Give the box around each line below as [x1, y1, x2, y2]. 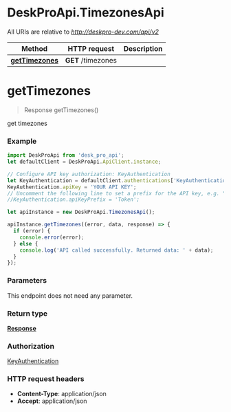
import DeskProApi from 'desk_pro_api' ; [7, 152, 125, 159]
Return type [7, 308, 48, 318]
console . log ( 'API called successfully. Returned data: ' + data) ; [19, 246, 214, 254]
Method [21, 43, 48, 53]
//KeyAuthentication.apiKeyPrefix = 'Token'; [7, 196, 140, 204]
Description [123, 43, 163, 53]
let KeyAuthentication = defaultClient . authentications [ [7, 177, 174, 184]
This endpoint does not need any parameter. [7, 291, 133, 300]
